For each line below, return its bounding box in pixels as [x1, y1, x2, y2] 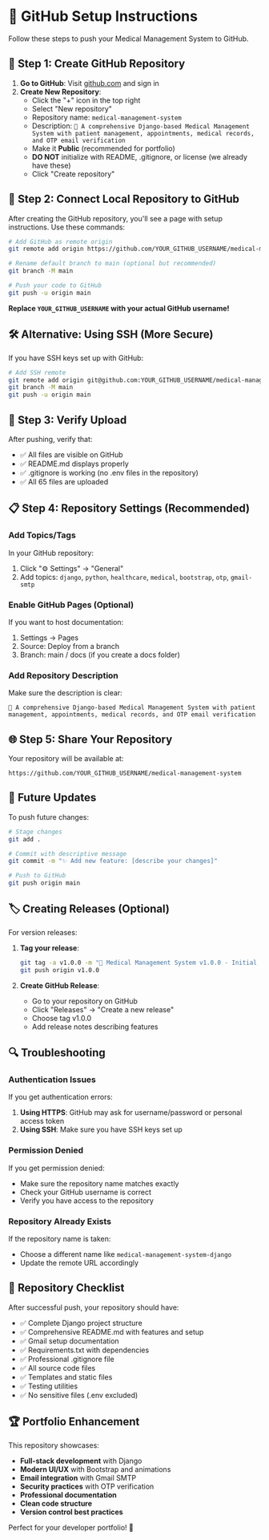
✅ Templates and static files [19, 1372, 113, 1382]
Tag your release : [19, 942, 80, 953]
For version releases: [8, 927, 78, 937]
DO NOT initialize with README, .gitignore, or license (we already [31, 152, 248, 161]
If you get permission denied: [8, 1163, 106, 1173]
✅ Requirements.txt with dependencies [19, 1345, 150, 1355]
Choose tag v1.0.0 [31, 1013, 92, 1023]
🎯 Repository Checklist [8, 1281, 125, 1295]
